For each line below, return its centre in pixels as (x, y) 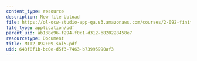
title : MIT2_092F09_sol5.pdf (42, 44)
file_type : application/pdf (40, 28)
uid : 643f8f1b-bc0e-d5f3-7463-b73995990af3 (60, 49)
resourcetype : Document (35, 38)
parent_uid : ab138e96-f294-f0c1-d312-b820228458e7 (69, 33)
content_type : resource (35, 11)
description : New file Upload (43, 17)
